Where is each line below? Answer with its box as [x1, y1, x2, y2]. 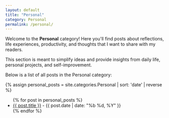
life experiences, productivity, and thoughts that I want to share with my [5, 41, 156, 48]
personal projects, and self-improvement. [5, 62, 92, 68]
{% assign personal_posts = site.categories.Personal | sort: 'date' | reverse [5, 82, 162, 88]
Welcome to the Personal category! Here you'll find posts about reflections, [5, 36, 164, 42]
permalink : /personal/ [5, 21, 53, 27]
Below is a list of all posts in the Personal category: [5, 72, 112, 78]
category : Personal [5, 17, 47, 22]
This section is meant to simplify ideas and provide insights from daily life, [5, 57, 160, 63]
